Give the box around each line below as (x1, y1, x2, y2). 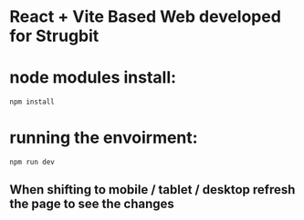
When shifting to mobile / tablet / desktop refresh (9, 182, 296, 197)
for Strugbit (9, 25, 100, 46)
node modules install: (9, 67, 176, 88)
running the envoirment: (9, 127, 198, 148)
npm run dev (9, 157, 55, 167)
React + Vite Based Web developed (9, 6, 281, 27)
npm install (9, 97, 55, 106)
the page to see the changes (9, 196, 175, 212)
